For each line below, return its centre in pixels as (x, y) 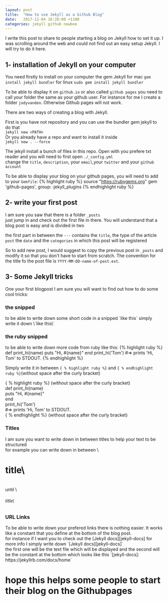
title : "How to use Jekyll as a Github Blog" (55, 15)
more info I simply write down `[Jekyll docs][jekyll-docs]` (64, 544)
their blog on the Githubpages (69, 591)
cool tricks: (17, 294)
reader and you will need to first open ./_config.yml (59, 157)
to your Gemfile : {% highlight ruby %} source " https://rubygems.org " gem (81, 182)
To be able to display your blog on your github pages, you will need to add (82, 176)
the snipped (20, 307)
